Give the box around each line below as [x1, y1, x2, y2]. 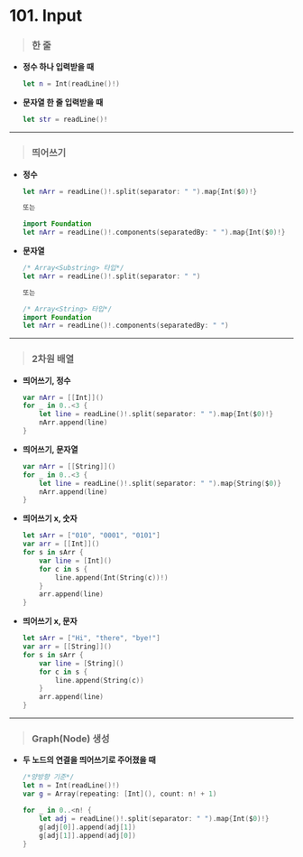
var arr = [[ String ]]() [22, 642, 113, 651]
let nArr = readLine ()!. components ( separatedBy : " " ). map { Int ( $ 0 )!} [22, 228, 286, 238]
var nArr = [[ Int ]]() [22, 393, 105, 402]
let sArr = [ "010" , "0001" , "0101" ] [22, 531, 161, 540]
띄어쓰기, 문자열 [22, 443, 78, 454]
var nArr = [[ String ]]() [22, 461, 116, 470]
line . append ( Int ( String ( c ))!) [55, 573, 169, 582]
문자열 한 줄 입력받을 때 [22, 97, 104, 108]
